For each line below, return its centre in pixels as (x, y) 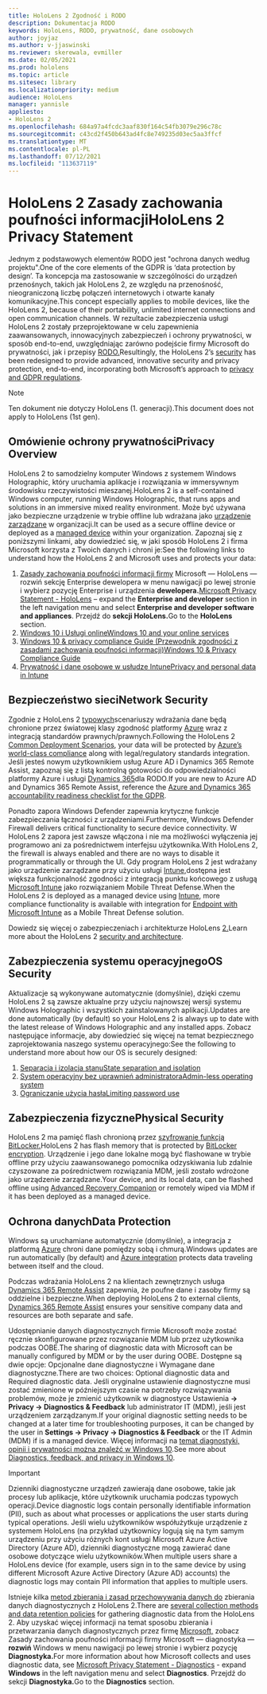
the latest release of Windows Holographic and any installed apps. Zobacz (130, 1027)
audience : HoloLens (41, 97)
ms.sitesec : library (43, 82)
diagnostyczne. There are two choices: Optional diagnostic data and (119, 1373)
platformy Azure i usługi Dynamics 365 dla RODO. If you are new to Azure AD (132, 778)
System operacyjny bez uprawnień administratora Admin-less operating (136, 1076)
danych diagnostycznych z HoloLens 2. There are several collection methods (133, 1606)
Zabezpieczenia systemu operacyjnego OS (116, 962)
